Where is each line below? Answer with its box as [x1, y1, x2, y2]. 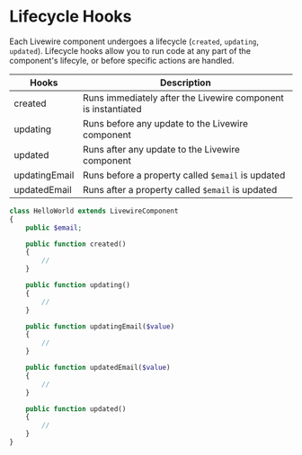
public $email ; [25, 223, 83, 232]
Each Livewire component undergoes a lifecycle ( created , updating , [9, 36, 259, 47]
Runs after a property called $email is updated [82, 183, 278, 196]
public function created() [25, 240, 127, 249]
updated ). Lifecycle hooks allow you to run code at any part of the [9, 45, 252, 56]
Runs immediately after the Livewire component [82, 92, 285, 104]
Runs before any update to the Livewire [82, 117, 249, 129]
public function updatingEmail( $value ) [25, 321, 175, 331]
